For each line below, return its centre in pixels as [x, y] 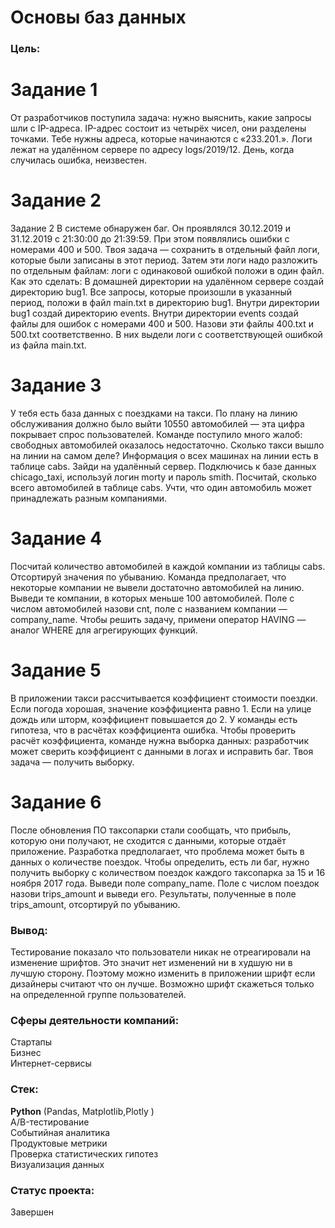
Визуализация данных [57, 1164]
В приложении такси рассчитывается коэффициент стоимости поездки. [164, 698]
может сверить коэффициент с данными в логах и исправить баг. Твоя [162, 751]
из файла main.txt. [48, 345]
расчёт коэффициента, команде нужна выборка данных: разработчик [159, 740]
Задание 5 [56, 670]
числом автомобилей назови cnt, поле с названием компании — [149, 608]
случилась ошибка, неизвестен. [79, 160]
